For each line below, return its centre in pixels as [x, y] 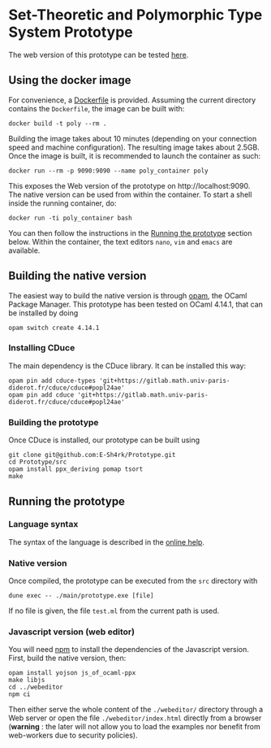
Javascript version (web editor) [72, 632]
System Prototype [71, 32]
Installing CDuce [42, 348]
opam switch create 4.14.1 [54, 328]
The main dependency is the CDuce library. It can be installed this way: [127, 365]
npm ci [19, 694]
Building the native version [77, 276]
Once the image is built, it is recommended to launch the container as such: [135, 155]
